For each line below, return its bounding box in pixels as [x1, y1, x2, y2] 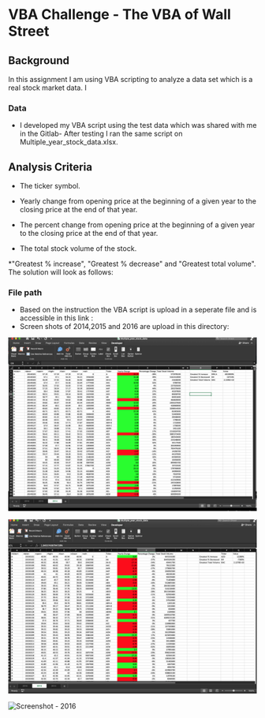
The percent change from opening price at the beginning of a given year [19, 220, 255, 230]
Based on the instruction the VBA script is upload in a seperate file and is [19, 305, 257, 315]
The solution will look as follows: [8, 267, 114, 277]
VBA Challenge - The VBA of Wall [8, 6, 231, 24]
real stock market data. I [8, 83, 87, 92]
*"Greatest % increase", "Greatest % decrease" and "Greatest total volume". [8, 259, 256, 269]
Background [8, 54, 69, 67]
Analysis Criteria [8, 160, 93, 174]
